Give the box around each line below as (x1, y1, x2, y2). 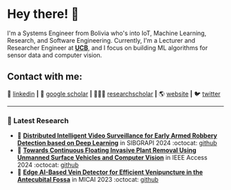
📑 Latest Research (7, 116, 69, 125)
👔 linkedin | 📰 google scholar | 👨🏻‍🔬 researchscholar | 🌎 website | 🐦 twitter (7, 89, 221, 98)
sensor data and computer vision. (7, 51, 102, 59)
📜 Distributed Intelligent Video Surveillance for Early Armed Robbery (16, 131, 218, 140)
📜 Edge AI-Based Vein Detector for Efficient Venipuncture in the (16, 168, 203, 176)
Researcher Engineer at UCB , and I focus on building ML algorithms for (7, 43, 208, 52)
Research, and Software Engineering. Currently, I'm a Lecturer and (7, 36, 196, 44)
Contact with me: (7, 71, 82, 83)
